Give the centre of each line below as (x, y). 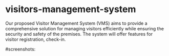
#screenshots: (20, 49)
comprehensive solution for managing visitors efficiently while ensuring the (84, 28)
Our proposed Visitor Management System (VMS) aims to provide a (76, 23)
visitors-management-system (71, 9)
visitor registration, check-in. (36, 39)
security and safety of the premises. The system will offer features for (79, 34)
